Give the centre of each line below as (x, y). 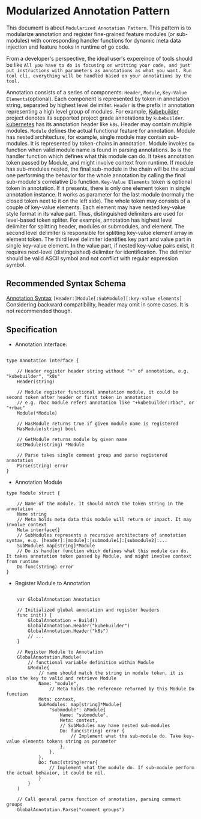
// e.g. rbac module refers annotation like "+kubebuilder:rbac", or (106, 403)
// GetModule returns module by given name (72, 439)
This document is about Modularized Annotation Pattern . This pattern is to (99, 28)
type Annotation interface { (43, 361)
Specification (32, 330)
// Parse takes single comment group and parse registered (92, 455)
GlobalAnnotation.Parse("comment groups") (71, 809)
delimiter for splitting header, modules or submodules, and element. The (95, 226)
